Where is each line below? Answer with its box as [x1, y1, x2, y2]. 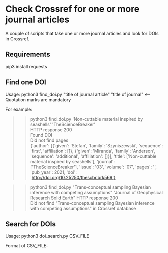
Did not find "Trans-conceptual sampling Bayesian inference [30, 200, 155, 206]
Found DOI [30, 132, 53, 138]
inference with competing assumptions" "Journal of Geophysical [30, 189, 163, 195]
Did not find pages [30, 137, 69, 143]
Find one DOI [5, 78, 46, 87]
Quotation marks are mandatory [5, 96, 71, 103]
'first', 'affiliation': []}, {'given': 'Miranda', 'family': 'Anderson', [30, 148, 156, 154]
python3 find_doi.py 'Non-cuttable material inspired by [30, 116, 143, 122]
